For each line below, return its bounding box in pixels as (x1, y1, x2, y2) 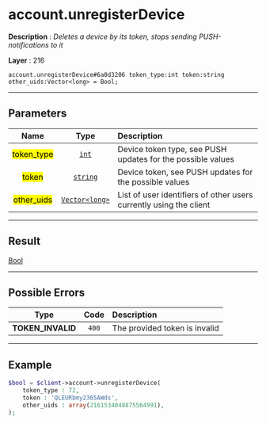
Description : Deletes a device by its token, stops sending (8, 32, 198, 41)
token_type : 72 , (22, 387, 80, 395)
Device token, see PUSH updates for (117, 166, 253, 178)
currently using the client (117, 199, 211, 210)
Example (8, 358, 52, 372)
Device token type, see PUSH (117, 143, 227, 155)
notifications (8, 40, 49, 49)
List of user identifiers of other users (117, 189, 253, 200)
